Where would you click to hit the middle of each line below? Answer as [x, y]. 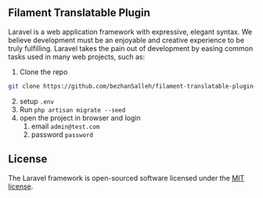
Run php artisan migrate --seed [72, 110]
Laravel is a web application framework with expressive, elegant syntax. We [130, 31]
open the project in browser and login [80, 117]
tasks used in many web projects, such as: [77, 56]
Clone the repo [43, 72]
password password [62, 134]
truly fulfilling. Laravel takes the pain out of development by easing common [131, 48]
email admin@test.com [65, 126]
